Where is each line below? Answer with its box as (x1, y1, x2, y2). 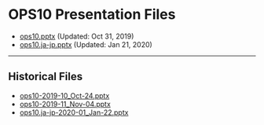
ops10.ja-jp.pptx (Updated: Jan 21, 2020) (19, 39, 153, 49)
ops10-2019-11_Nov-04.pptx (19, 99, 112, 108)
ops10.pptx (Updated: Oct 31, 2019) (19, 31, 134, 41)
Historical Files (8, 70, 83, 83)
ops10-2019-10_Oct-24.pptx (19, 90, 110, 100)
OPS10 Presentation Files (8, 6, 176, 24)
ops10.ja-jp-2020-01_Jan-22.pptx (19, 108, 129, 117)
